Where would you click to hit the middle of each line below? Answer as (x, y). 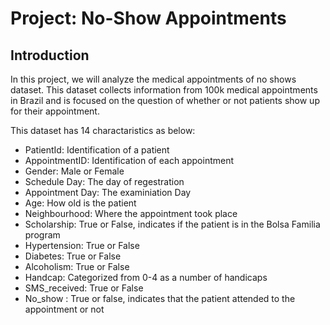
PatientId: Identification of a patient (97, 150)
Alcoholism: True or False (77, 266)
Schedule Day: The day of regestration (104, 181)
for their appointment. (55, 111)
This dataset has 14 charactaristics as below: (103, 130)
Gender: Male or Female (74, 171)
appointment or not (64, 309)
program (42, 235)
